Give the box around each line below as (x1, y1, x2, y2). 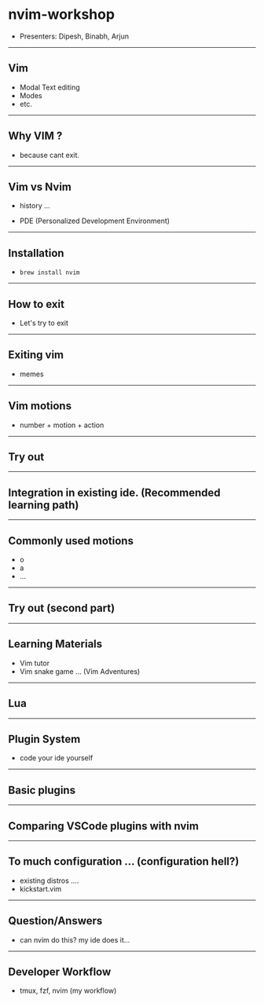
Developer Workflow (8, 965, 112, 979)
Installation (8, 246, 64, 260)
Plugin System (8, 732, 81, 745)
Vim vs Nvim (8, 180, 72, 193)
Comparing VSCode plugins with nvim (8, 819, 199, 833)
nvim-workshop (8, 5, 115, 24)
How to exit (8, 297, 65, 311)
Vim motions (8, 399, 72, 413)
